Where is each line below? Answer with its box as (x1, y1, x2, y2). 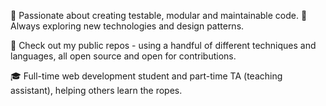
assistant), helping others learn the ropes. (10, 85, 183, 96)
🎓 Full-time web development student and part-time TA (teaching (10, 70, 283, 82)
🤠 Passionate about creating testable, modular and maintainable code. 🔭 (10, 10, 308, 21)
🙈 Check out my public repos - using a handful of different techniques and (10, 40, 317, 51)
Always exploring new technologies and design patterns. (10, 20, 245, 32)
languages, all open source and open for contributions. (10, 50, 237, 62)
